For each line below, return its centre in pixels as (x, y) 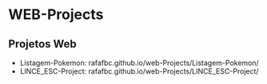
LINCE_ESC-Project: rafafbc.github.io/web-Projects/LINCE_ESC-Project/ (139, 71)
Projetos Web (43, 44)
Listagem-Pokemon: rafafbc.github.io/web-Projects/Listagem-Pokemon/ (139, 63)
